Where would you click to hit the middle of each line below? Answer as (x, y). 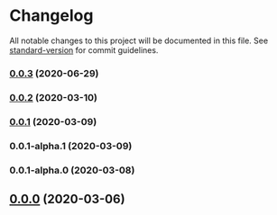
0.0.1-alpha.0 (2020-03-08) (72, 170)
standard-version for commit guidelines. (84, 49)
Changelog (51, 16)
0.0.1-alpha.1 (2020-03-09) (71, 146)
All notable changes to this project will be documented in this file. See (139, 40)
